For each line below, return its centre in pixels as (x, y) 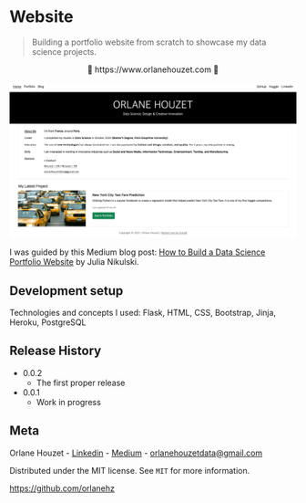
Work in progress (69, 402)
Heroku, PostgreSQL (48, 322)
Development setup (66, 291)
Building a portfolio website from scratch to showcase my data (149, 42)
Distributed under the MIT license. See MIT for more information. (130, 470)
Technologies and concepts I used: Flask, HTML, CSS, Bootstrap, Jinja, (143, 312)
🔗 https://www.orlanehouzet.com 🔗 (153, 69)
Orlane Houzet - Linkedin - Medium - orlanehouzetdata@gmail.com (136, 453)
